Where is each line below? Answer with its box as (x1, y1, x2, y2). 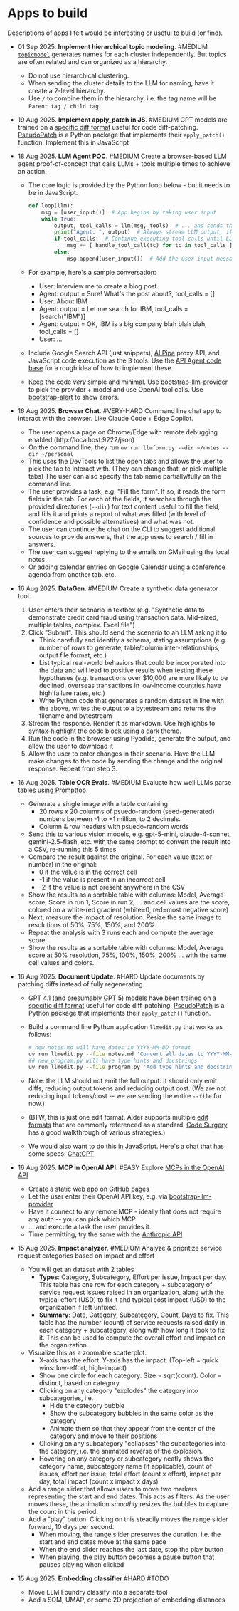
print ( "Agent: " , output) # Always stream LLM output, (53, 229, 223, 236)
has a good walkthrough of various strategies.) (28, 1128, 166, 1137)
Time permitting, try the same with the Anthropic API (28, 1230, 183, 1239)
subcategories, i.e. (38, 1394, 94, 1402)
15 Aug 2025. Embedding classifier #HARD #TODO (17, 1574, 169, 1583)
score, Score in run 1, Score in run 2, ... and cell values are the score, (28, 897, 230, 906)
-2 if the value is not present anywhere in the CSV (38, 882, 186, 891)
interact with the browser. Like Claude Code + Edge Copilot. (17, 414, 193, 422)
